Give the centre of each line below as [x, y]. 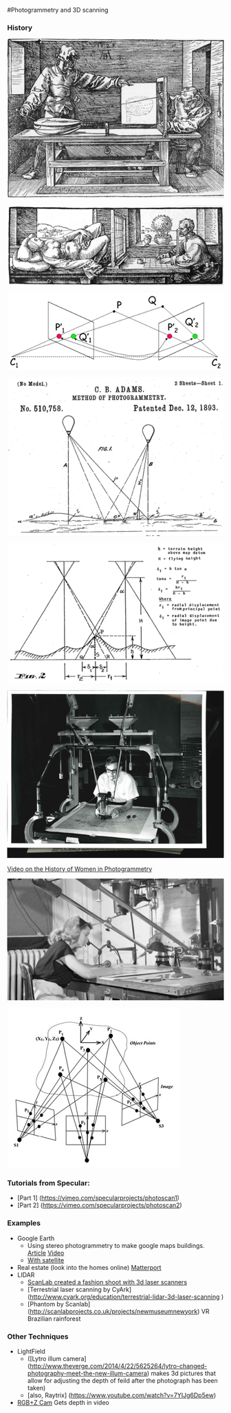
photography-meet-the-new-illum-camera [87, 1373]
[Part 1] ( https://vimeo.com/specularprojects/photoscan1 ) [98, 1198]
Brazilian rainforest [54, 1318]
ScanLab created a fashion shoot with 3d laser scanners [107, 1282]
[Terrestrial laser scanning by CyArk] [79, 1289]
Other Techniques [38, 1336]
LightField [31, 1352]
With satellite [46, 1260]
